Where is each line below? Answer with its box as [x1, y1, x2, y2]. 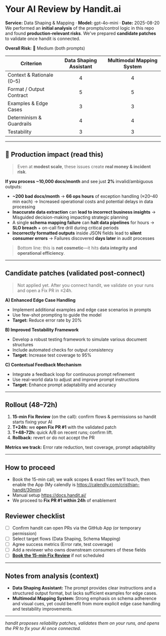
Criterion [20, 60, 42, 67]
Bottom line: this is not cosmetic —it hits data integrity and [17, 245, 137, 251]
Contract [7, 91, 28, 98]
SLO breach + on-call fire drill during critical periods [12, 225, 119, 230]
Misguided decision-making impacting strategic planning [12, 214, 128, 220]
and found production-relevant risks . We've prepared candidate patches [5, 30, 157, 36]
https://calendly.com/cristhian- [76, 482, 140, 488]
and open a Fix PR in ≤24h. [17, 287, 73, 293]
